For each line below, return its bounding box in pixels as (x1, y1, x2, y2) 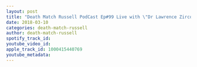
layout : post (6, 8, 38, 15)
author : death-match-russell (6, 30, 77, 36)
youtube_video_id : (6, 41, 51, 47)
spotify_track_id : (6, 36, 51, 41)
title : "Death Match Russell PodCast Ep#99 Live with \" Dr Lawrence (6, 14, 177, 20)
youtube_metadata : (6, 52, 51, 58)
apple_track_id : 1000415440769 (6, 47, 83, 52)
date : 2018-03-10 (6, 19, 49, 25)
